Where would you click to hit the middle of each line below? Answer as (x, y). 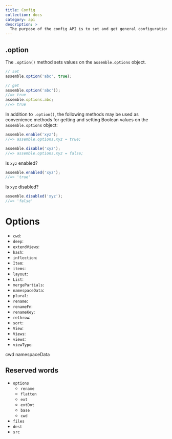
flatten (28, 394)
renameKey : (24, 312)
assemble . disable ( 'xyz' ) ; (33, 148)
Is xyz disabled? (22, 187)
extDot (27, 405)
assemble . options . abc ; (29, 100)
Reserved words (32, 371)
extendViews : (26, 247)
